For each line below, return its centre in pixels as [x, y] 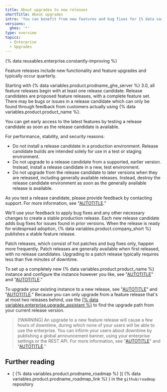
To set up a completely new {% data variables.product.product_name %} [80, 269]
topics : [13, 38]
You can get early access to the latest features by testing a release [73, 121]
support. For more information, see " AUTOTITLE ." [56, 203]
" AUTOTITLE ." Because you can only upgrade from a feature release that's [82, 294]
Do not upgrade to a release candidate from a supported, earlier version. [87, 161]
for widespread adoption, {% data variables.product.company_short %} [78, 229]
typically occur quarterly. [31, 76]
